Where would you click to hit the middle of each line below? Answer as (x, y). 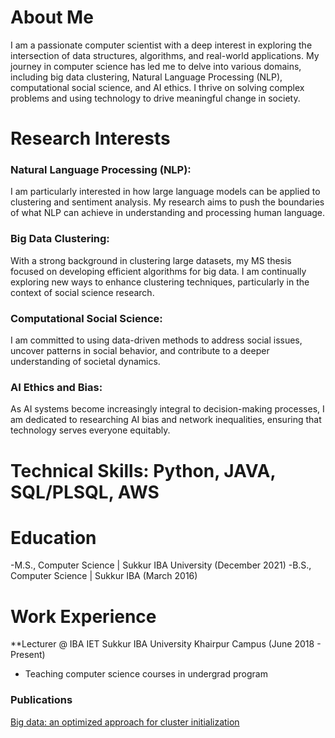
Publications (41, 700)
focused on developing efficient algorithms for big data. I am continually (158, 271)
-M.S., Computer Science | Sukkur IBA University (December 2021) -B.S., (161, 565)
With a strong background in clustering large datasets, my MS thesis (151, 260)
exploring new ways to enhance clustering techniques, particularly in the (160, 282)
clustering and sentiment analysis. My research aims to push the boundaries (167, 202)
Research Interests (90, 138)
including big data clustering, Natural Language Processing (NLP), (146, 77)
